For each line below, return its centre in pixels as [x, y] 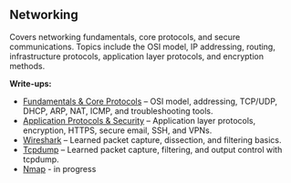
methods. [27, 66]
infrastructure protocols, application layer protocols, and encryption [137, 56]
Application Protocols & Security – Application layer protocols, [139, 120]
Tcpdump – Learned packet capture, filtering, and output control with [152, 149]
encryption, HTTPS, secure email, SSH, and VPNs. [117, 130]
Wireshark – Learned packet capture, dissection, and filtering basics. [152, 139]
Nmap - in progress [59, 168]
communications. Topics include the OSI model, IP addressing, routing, [142, 46]
